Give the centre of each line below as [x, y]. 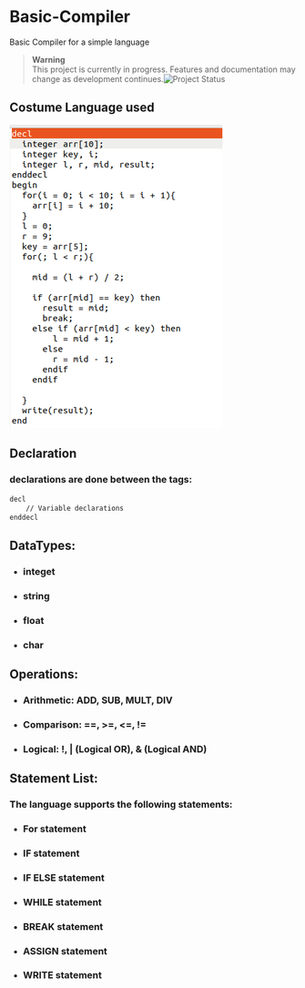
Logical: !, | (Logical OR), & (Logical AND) [115, 749]
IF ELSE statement [63, 878]
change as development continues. [97, 78]
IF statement [51, 853]
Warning [48, 59]
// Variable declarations [75, 509]
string [36, 596]
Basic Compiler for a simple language [80, 42]
